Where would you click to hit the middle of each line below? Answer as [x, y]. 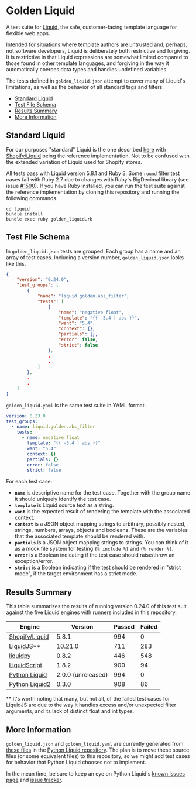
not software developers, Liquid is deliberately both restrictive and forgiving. [98, 50]
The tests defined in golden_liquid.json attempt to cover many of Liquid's [96, 81]
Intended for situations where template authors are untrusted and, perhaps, [97, 44]
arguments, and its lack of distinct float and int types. [70, 711]
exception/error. [34, 561]
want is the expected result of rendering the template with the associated [102, 512]
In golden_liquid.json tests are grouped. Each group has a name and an [93, 251]
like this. [16, 263]
